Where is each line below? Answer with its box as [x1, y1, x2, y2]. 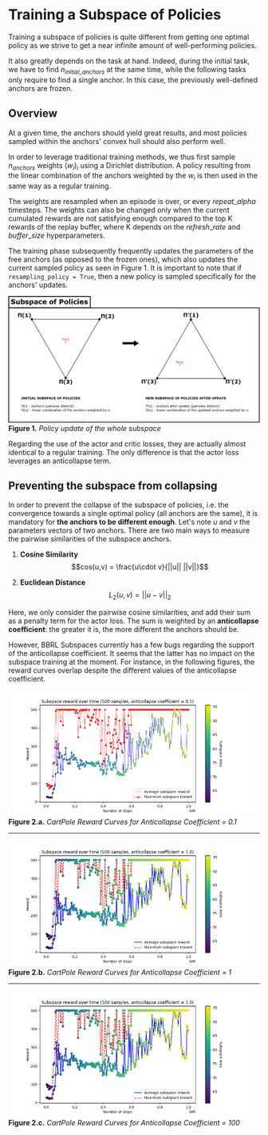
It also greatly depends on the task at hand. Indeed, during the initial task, [8, 56, 250, 66]
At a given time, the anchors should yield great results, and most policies [8, 128, 247, 138]
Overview [8, 106, 58, 121]
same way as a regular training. [8, 182, 112, 191]
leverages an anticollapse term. [8, 456, 112, 466]
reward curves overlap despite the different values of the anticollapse [8, 665, 237, 675]
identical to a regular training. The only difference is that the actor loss [8, 447, 239, 457]
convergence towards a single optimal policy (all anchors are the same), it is [8, 509, 258, 518]
